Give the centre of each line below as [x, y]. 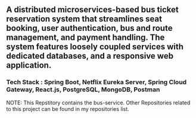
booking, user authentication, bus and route [89, 28]
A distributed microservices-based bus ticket [92, 10]
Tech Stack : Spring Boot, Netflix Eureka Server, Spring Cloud [97, 82]
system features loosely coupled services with [95, 47]
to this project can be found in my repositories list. [68, 109]
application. [29, 66]
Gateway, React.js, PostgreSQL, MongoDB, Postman [83, 90]
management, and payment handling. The [85, 38]
